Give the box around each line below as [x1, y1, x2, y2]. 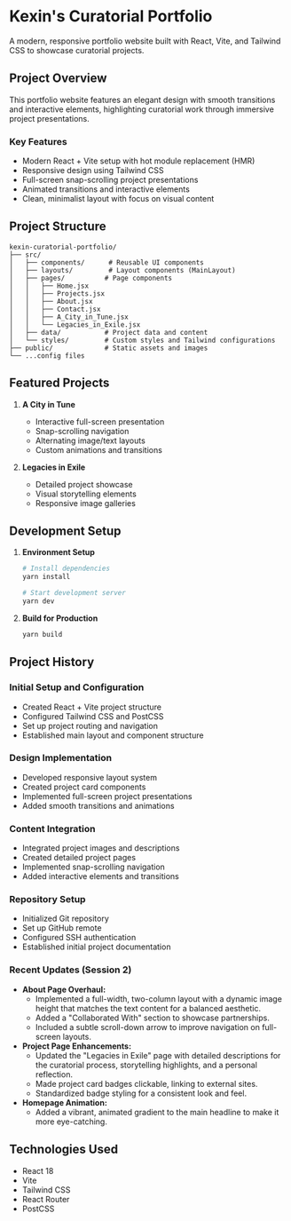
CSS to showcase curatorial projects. [9, 44, 145, 55]
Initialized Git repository [21, 913, 109, 924]
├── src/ [9, 250, 42, 259]
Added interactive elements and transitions [21, 871, 179, 882]
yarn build [21, 630, 63, 638]
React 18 [21, 1165, 54, 1176]
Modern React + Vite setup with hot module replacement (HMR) [21, 155, 256, 166]
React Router [21, 1193, 70, 1204]
